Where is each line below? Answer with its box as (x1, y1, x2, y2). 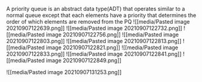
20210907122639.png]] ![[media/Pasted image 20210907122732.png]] (6, 24, 183, 32)
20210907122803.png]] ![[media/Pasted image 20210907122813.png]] (6, 38, 182, 44)
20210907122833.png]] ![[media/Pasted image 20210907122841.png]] (6, 50, 182, 57)
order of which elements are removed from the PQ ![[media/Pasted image (6, 18, 190, 25)
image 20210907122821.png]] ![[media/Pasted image (45, 44, 178, 51)
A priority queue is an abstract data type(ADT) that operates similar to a (6, 5, 185, 12)
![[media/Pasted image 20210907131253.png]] (6, 69, 122, 75)
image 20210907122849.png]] (45, 57, 122, 64)
